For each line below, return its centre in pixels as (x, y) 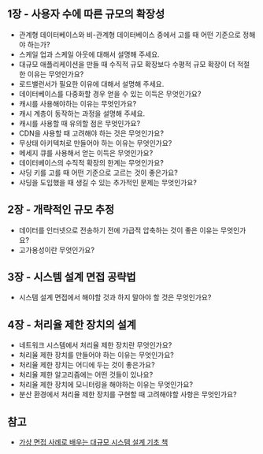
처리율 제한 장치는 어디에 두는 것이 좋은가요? (87, 365)
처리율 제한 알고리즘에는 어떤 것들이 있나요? (86, 375)
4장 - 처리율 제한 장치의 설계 (72, 324)
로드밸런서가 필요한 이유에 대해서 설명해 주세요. (91, 84)
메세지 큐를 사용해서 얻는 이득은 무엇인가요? (86, 153)
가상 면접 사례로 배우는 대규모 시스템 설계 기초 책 (93, 442)
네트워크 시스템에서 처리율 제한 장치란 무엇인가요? (95, 345)
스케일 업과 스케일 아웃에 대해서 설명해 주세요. (89, 54)
